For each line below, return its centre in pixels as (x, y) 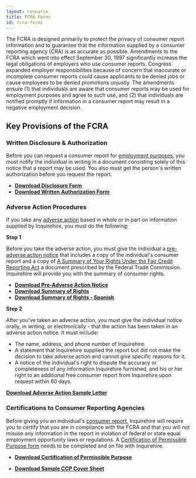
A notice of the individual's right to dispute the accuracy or (86, 363)
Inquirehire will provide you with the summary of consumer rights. (86, 274)
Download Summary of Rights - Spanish (64, 297)
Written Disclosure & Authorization (57, 143)
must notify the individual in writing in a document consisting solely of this (96, 162)
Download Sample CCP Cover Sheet (59, 468)
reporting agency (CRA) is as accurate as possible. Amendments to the (92, 52)
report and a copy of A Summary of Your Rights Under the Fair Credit (89, 261)
